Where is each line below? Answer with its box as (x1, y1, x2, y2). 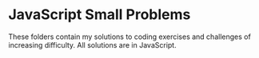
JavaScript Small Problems (8, 6, 191, 24)
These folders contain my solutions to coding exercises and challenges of (8, 32, 252, 41)
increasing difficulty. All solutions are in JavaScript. (8, 40, 177, 49)
